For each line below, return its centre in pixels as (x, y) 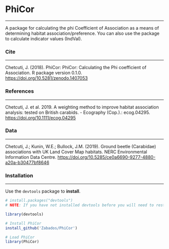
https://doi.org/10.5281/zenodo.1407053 (47, 78)
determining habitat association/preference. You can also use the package (82, 33)
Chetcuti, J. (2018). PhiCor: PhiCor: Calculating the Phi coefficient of (76, 68)
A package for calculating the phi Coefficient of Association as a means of (82, 28)
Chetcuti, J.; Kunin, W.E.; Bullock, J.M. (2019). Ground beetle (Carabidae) (81, 146)
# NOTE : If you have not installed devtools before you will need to (80, 205)
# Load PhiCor (20, 237)
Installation (19, 175)
